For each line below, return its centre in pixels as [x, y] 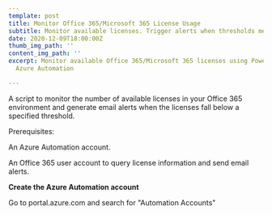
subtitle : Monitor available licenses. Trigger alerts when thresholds [132, 31]
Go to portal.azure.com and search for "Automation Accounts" [112, 202]
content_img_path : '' [45, 53]
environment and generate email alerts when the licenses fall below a [124, 107]
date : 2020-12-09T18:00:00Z [56, 38]
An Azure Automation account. [59, 147]
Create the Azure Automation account [74, 187]
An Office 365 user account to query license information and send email [129, 162]
